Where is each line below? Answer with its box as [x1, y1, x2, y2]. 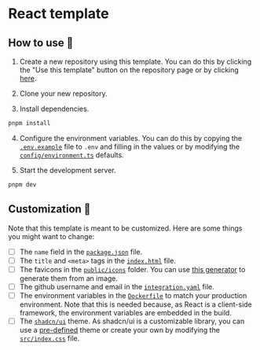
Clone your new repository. [19, 89, 108, 98]
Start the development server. [19, 165, 116, 175]
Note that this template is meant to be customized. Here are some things [8, 223, 243, 233]
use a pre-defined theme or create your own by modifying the [19, 325, 220, 334]
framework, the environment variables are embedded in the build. [19, 308, 232, 317]
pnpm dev [8, 180, 37, 189]
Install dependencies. [19, 104, 90, 113]
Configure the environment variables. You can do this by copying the [19, 133, 243, 142]
